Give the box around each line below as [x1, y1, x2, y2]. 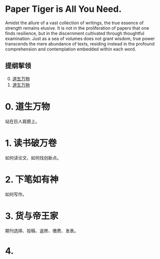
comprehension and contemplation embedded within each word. [5, 46, 136, 52]
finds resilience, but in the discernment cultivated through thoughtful [5, 30, 144, 36]
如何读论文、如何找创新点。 [5, 155, 62, 161]
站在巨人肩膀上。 [5, 118, 40, 124]
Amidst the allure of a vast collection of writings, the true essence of [5, 20, 144, 26]
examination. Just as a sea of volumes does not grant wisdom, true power [5, 36, 155, 42]
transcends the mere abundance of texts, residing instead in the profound [5, 41, 155, 46]
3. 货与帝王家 [5, 210, 59, 221]
